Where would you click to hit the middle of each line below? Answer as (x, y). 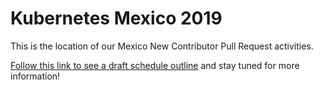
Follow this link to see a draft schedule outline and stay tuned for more (155, 65)
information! (35, 76)
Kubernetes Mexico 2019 (116, 18)
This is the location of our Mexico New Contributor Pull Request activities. (162, 46)
